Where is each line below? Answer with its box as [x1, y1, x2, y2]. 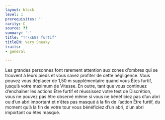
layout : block [5, 7, 35, 12]
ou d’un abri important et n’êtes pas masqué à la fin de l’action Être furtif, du [5, 99, 161, 105]
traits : [5, 44, 21, 49]
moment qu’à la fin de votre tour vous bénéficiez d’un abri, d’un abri [5, 104, 144, 110]
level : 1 [5, 12, 23, 17]
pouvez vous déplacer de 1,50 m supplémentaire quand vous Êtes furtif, [5, 78, 153, 84]
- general [5, 49, 26, 54]
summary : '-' [5, 30, 32, 35]
